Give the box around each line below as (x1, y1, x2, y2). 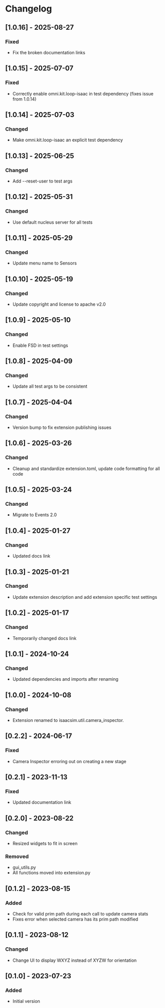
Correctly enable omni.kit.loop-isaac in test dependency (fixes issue (12, 90, 154, 97)
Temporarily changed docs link (12, 635, 77, 641)
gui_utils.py (12, 864, 36, 870)
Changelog (5, 3, 52, 15)
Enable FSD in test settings (12, 342, 69, 348)
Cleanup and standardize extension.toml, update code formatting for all (12, 466, 160, 472)
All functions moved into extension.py (12, 870, 91, 876)
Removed (5, 853, 29, 860)
